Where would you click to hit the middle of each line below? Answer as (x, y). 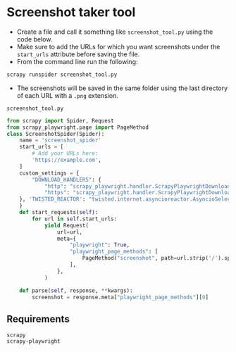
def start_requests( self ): (59, 213)
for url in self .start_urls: (75, 219)
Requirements (38, 319)
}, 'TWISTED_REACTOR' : (52, 199)
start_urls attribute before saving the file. (78, 54)
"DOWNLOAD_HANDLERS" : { (67, 180)
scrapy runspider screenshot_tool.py (62, 75)
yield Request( (67, 225)
